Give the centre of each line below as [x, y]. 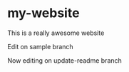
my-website [43, 13]
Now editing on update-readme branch [65, 60]
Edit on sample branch [40, 46]
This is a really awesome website [56, 33]
